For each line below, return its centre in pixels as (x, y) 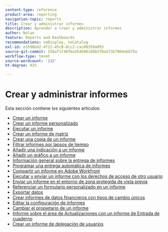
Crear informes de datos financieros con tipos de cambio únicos (78, 198)
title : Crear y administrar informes (44, 24)
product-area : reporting (31, 14)
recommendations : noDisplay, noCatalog (47, 42)
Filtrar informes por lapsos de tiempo (50, 145)
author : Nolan (20, 33)
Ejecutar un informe (33, 129)
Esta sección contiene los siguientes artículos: (53, 108)
